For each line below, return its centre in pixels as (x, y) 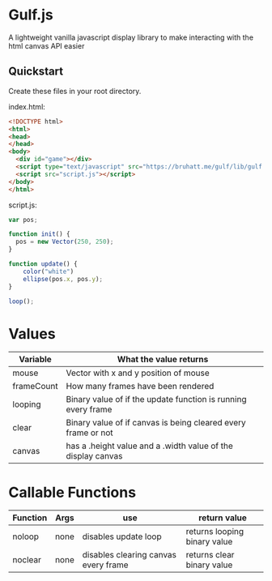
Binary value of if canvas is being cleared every (156, 423)
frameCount (35, 387)
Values (32, 333)
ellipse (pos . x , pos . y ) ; (63, 279)
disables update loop (122, 536)
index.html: (27, 106)
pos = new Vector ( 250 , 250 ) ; (65, 242)
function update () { (43, 264)
